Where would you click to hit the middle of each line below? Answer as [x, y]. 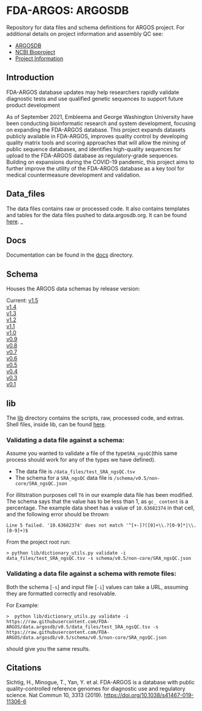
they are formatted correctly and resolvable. [61, 593]
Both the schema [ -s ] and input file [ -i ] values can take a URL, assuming [97, 587]
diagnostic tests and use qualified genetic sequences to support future [95, 98]
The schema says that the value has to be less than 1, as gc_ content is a [97, 502]
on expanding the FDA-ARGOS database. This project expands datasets [96, 130]
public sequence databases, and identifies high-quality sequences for [94, 149]
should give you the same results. [49, 649]
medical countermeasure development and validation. [73, 175]
